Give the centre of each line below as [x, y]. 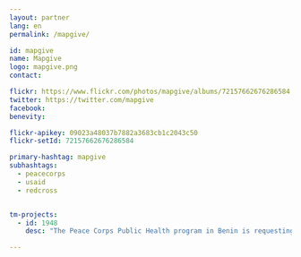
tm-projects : [34, 214]
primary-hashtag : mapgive [57, 158]
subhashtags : [34, 166]
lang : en [26, 26]
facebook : [28, 108]
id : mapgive [31, 50]
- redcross [38, 190]
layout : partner [39, 17]
